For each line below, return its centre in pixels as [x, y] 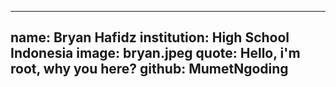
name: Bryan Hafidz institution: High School [150, 37]
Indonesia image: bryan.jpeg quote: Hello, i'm [155, 53]
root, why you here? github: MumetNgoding [149, 69]
